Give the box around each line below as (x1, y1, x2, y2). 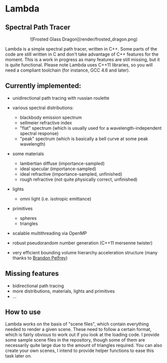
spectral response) (19, 130, 59, 136)
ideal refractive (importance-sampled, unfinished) (19, 171, 123, 177)
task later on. (5, 353, 32, 359)
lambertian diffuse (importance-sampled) (19, 160, 105, 166)
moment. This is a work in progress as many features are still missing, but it (5, 57, 160, 63)
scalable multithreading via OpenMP (12, 230, 87, 236)
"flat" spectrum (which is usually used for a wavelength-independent (19, 125, 162, 131)
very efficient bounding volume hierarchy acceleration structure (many (12, 249, 158, 255)
